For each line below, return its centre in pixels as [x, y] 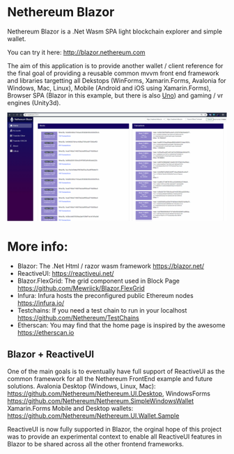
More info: [38, 247]
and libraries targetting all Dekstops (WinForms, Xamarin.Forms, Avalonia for [117, 80]
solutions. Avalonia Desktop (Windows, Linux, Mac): [81, 386]
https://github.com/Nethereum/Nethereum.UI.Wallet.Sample [93, 416]
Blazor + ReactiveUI [51, 355]
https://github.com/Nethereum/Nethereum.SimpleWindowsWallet [101, 400]
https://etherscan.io [46, 332]
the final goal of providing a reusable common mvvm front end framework [113, 73]
